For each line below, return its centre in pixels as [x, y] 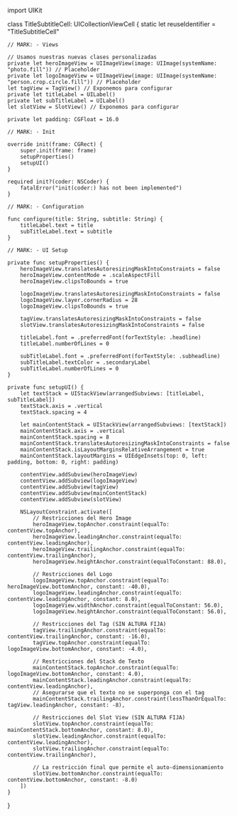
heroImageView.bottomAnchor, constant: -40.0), [79, 587]
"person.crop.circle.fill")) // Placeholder [74, 82]
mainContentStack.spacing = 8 [65, 437]
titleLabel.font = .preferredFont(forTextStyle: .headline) [111, 338]
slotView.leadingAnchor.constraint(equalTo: [100, 736]
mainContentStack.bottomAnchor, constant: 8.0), [81, 730]
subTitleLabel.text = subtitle [66, 231]
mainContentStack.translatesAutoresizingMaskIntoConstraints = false [125, 444]
